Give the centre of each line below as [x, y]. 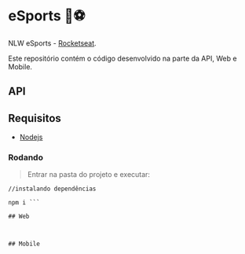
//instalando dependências [52, 189]
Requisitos [35, 118]
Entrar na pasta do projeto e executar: [89, 175]
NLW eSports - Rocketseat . [52, 43]
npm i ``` [24, 203]
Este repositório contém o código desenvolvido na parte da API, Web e [122, 58]
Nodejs [31, 137]
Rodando [26, 157]
